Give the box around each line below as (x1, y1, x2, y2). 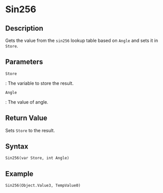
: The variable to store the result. (5, 80, 74, 86)
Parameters (5, 58, 43, 66)
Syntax (5, 142, 29, 151)
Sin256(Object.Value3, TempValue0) (5, 183, 81, 188)
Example (5, 170, 34, 178)
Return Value (5, 114, 47, 123)
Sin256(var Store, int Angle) (5, 156, 70, 161)
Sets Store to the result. (5, 127, 55, 133)
